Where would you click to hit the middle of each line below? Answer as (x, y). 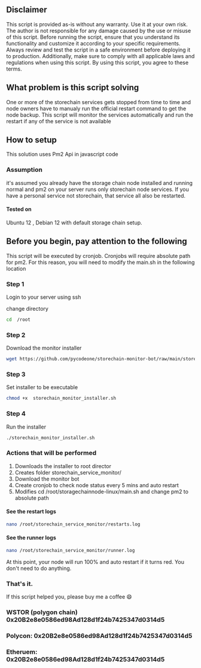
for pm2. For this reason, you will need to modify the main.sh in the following (100, 262)
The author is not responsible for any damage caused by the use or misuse (99, 31)
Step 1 (15, 284)
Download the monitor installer (44, 348)
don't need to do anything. (39, 568)
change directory (28, 309)
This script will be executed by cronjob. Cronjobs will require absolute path (98, 256)
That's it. (19, 584)
